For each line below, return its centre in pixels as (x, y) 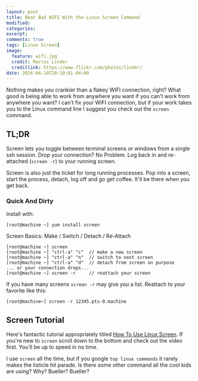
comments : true (25, 39)
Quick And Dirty (30, 201)
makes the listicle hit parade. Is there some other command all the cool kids (99, 365)
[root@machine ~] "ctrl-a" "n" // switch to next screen (80, 258)
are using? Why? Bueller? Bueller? (48, 371)
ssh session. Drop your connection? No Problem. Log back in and (86, 155)
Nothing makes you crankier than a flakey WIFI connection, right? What (94, 90)
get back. (18, 185)
